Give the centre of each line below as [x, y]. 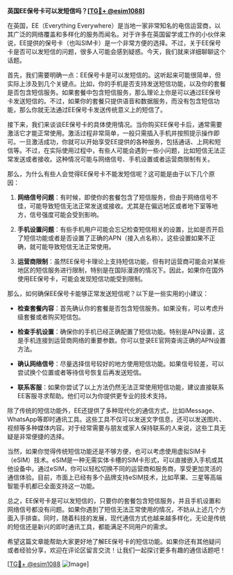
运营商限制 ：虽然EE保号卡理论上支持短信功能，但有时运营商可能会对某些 [121, 261]
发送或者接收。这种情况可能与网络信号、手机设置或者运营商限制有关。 [113, 159]
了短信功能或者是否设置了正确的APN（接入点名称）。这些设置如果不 [113, 238]
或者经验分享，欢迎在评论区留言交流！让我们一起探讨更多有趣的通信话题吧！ [116, 550]
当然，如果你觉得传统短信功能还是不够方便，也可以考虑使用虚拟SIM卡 [107, 451]
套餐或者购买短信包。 [54, 317]
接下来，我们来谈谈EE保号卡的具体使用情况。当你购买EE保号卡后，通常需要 [115, 125]
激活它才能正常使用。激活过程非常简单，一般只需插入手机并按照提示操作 [110, 133]
